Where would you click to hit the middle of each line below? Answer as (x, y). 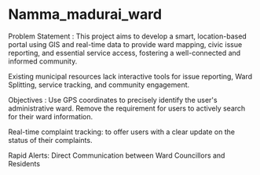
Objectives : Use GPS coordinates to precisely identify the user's (113, 100)
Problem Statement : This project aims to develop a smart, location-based (128, 36)
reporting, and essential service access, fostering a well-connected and (125, 53)
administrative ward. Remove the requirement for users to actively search (127, 108)
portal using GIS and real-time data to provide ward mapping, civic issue (125, 44)
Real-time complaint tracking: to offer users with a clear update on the (122, 132)
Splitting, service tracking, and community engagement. (99, 85)
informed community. (43, 61)
